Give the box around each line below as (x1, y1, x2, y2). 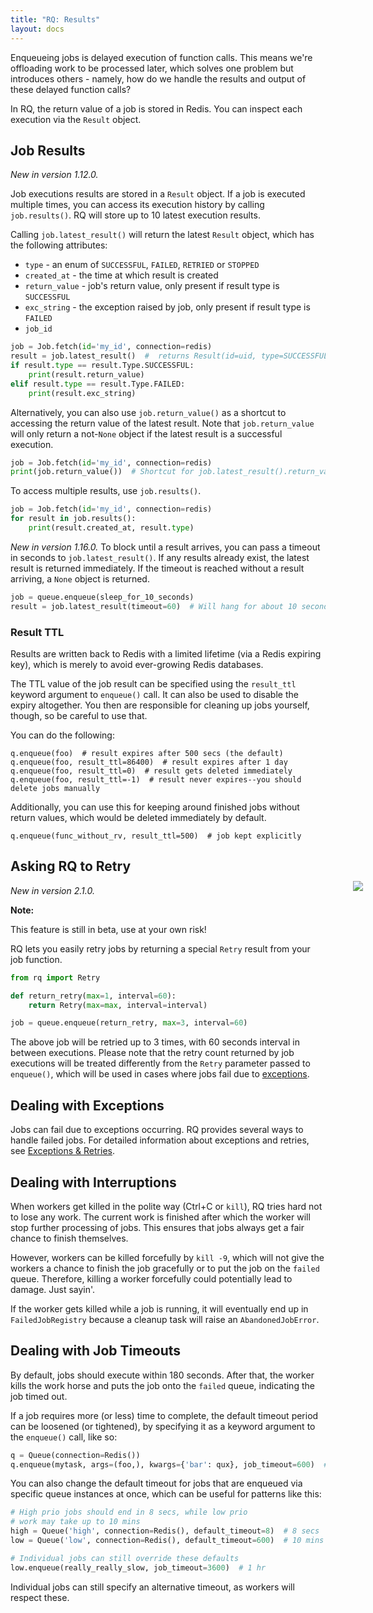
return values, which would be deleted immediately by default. (10, 811, 267, 823)
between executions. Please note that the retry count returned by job (10, 1047, 295, 1059)
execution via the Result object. (10, 113, 142, 125)
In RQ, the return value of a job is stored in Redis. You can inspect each (10, 102, 303, 115)
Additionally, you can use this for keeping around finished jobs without (10, 801, 300, 813)
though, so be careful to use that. (10, 709, 148, 721)
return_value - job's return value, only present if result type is (24, 280, 280, 292)
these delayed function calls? (10, 83, 132, 95)
